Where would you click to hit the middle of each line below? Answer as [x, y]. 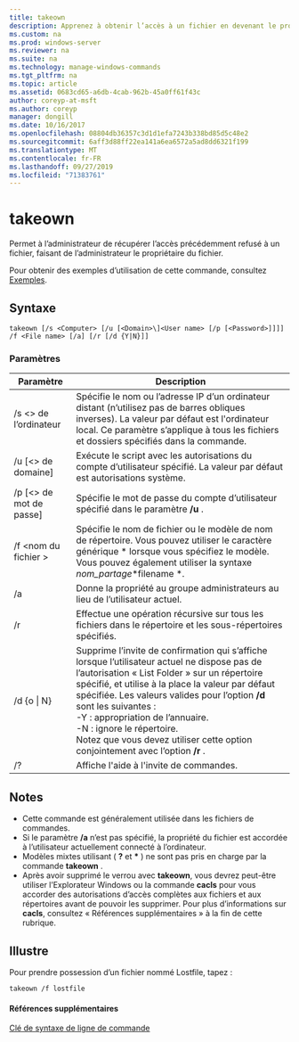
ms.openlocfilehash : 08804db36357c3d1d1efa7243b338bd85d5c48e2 [129, 134]
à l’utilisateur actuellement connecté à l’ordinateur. [114, 847]
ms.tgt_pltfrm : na [43, 76]
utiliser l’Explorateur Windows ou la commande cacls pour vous [139, 885]
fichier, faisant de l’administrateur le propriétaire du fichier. [117, 253]
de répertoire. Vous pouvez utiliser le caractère [174, 540]
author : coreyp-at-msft [53, 100]
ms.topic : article [43, 84]
